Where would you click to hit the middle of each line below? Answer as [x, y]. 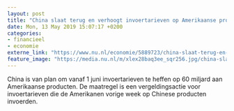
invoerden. [23, 101]
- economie [23, 46]
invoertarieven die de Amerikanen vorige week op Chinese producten [107, 94]
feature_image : [29, 59]
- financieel [26, 40]
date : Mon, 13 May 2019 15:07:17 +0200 [65, 27]
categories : [24, 33]
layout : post [26, 14]
